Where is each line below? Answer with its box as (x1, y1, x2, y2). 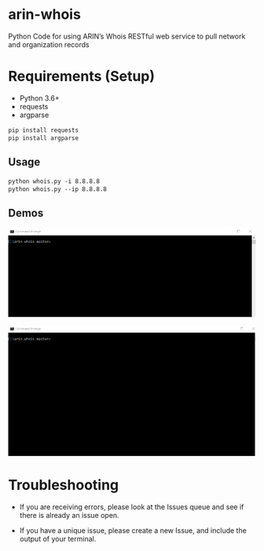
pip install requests (8, 126, 79, 134)
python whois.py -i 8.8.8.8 (8, 177, 101, 186)
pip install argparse (8, 134, 79, 142)
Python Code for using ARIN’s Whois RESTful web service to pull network (8, 31, 246, 41)
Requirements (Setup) (8, 68, 156, 86)
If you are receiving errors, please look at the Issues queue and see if (19, 502, 244, 512)
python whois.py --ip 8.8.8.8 (8, 185, 108, 193)
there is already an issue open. (19, 511, 119, 520)
